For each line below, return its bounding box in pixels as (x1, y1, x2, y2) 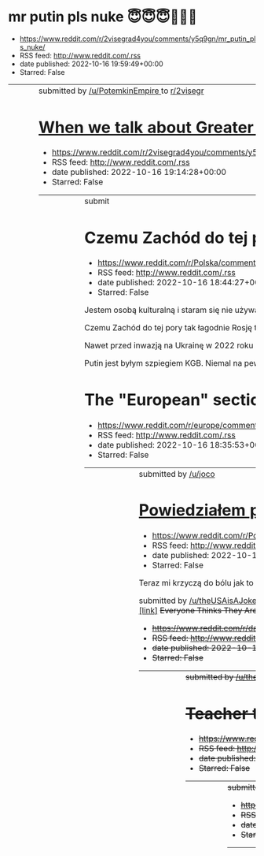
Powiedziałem (138, 501, 246, 520)
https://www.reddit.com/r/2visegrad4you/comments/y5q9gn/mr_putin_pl (19, 34, 256, 43)
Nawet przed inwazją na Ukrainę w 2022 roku (83, 340, 254, 351)
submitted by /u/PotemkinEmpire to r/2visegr (38, 85, 204, 96)
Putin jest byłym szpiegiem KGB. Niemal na (83, 358, 243, 369)
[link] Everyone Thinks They (138, 605, 243, 616)
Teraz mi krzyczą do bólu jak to (138, 577, 254, 588)
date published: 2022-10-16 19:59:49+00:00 (19, 59, 163, 69)
